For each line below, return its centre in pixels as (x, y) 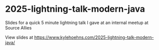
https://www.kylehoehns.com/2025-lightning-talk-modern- (94, 37)
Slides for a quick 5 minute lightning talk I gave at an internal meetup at (77, 23)
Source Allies (18, 27)
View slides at (19, 37)
